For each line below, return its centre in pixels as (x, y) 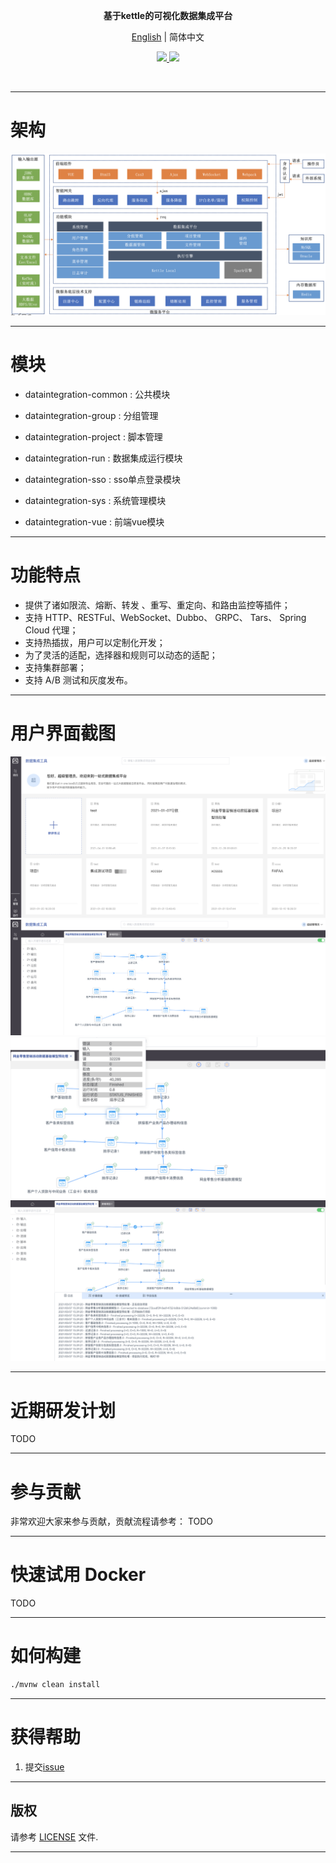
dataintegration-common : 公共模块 (97, 394)
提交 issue (44, 1766)
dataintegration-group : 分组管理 (91, 415)
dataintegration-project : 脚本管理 (93, 436)
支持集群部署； (55, 667)
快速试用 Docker (78, 1575)
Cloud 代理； (51, 630)
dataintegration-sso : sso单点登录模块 (103, 479)
